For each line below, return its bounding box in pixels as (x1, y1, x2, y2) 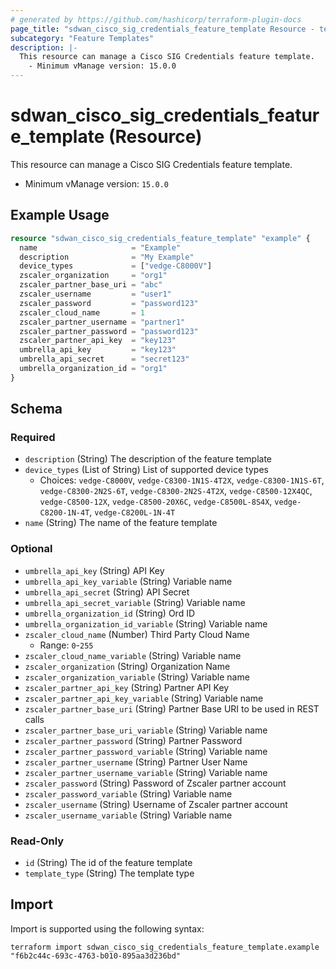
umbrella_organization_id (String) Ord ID (24, 607, 196, 619)
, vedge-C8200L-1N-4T (89, 506, 176, 518)
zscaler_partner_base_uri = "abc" (19, 280, 163, 290)
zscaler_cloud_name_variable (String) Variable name (24, 649, 242, 661)
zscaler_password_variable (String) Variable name (24, 787, 233, 800)
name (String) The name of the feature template (24, 517, 218, 529)
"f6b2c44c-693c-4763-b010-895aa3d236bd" (10, 951, 182, 961)
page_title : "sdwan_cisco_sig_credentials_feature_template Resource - (10, 24, 315, 34)
